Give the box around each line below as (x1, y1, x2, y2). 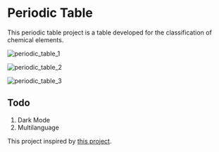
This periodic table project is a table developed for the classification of (7, 28, 213, 37)
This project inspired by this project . (7, 137, 112, 145)
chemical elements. (7, 35, 64, 44)
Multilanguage (17, 123, 60, 132)
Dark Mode (17, 115, 51, 124)
